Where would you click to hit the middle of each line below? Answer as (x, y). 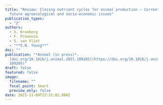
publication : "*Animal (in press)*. (42, 54)
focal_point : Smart (29, 86)
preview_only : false (30, 90)
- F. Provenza (24, 37)
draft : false (18, 68)
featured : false (21, 73)
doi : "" (13, 50)
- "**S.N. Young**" (29, 45)
